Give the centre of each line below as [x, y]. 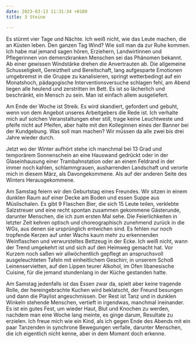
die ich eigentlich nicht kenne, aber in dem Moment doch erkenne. [86, 333]
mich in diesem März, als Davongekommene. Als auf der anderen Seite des [97, 174]
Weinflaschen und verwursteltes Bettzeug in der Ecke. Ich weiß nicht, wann [97, 241]
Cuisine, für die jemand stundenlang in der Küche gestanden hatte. [87, 272]
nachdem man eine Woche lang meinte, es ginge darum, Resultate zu [90, 315]
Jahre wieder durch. [30, 137]
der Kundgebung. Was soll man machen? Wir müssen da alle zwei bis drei [95, 131]
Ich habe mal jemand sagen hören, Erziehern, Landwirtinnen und [84, 51]
